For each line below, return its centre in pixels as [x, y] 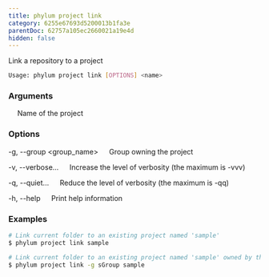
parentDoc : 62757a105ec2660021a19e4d [71, 30]
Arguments [31, 96]
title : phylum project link [55, 16]
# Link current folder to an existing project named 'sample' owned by [130, 257]
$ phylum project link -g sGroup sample [77, 265]
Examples [28, 219]
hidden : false [32, 38]
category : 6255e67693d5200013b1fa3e [69, 23]
